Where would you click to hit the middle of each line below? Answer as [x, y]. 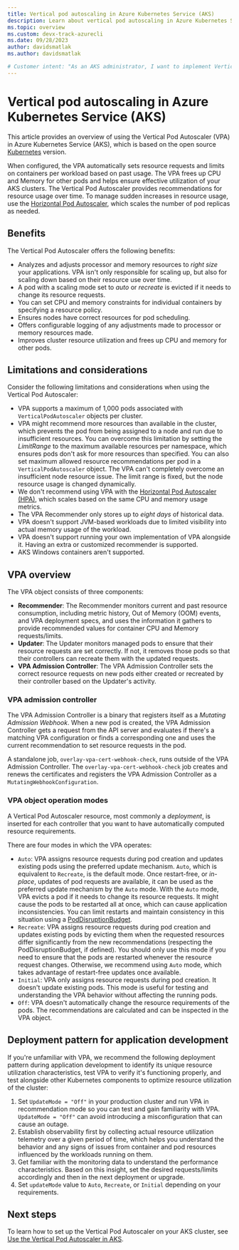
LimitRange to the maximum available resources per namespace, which [122, 447]
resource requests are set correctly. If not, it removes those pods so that [124, 651]
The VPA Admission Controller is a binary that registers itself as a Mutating [117, 715]
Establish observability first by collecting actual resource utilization [116, 1131]
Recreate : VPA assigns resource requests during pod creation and [114, 927]
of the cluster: [28, 1088]
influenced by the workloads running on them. [85, 1154]
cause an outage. [43, 1124]
